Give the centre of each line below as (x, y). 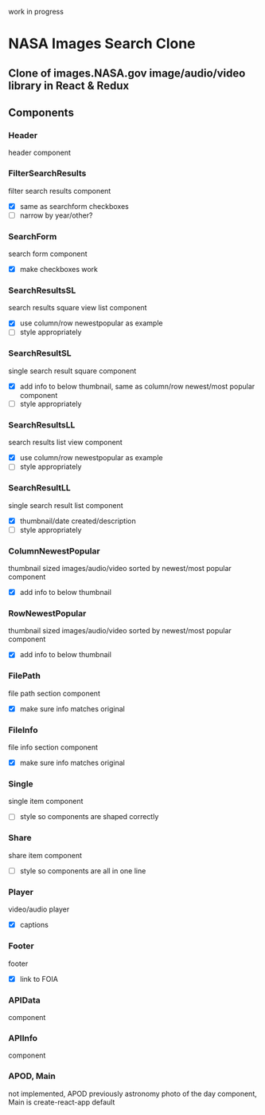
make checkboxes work (58, 269)
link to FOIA (39, 979)
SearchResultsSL (42, 290)
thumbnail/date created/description (78, 521)
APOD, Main (32, 1076)
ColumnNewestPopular (55, 551)
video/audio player (39, 909)
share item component (45, 855)
